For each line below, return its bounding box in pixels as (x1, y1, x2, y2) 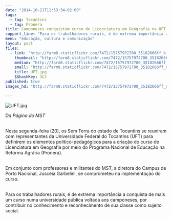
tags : (5, 12, 17, 17)
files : (5, 46, 19, 51)
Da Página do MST (5, 112, 46, 118)
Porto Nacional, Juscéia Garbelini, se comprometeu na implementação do (5, 170, 161, 176)
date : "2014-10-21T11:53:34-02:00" (5, 7, 81, 13)
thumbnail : (14, 55, 38, 61)
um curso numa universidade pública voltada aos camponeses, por (5, 196, 147, 203)
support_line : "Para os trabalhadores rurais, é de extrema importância (5, 31, 164, 36)
